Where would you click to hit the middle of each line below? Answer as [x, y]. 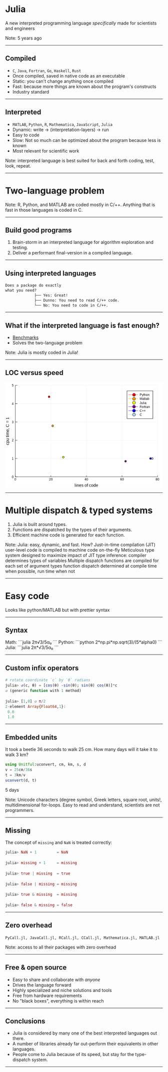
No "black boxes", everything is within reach [58, 1000]
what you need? [21, 290]
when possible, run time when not [40, 571]
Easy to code [26, 135]
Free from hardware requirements [47, 995]
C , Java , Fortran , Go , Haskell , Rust [47, 70]
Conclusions [25, 1021]
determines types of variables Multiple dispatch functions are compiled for [82, 560]
